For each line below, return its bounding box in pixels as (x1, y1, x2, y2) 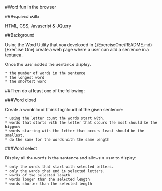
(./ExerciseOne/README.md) (94, 42, 152, 48)
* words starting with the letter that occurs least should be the (5, 128, 145, 133)
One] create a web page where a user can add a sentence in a (24, 47, 149, 52)
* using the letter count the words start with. (5, 116, 105, 121)
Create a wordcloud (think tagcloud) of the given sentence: (5, 107, 123, 112)
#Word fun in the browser (5, 4, 57, 10)
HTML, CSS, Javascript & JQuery (5, 23, 72, 29)
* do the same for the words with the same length (5, 137, 110, 142)
